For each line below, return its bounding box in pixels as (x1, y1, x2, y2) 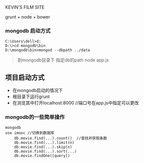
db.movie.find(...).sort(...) (14, 149, 77, 154)
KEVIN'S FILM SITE (5, 4, 45, 10)
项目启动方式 (5, 73, 45, 81)
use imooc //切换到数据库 (5, 130, 55, 135)
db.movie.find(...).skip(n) (14, 144, 72, 149)
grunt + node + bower (5, 14, 51, 19)
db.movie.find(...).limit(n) (14, 140, 75, 145)
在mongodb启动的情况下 (12, 87, 63, 93)
